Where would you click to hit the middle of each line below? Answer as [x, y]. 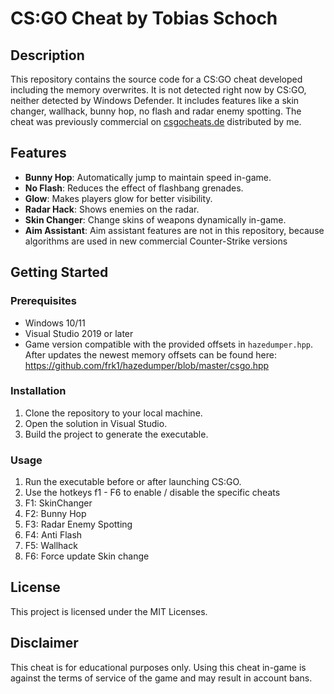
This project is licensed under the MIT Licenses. [109, 611]
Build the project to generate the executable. [116, 434]
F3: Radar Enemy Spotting [78, 524]
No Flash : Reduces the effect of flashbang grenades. [134, 188]
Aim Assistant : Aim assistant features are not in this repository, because [174, 230]
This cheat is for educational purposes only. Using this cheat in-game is [158, 667]
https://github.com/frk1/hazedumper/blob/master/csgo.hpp [147, 365]
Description [47, 55]
